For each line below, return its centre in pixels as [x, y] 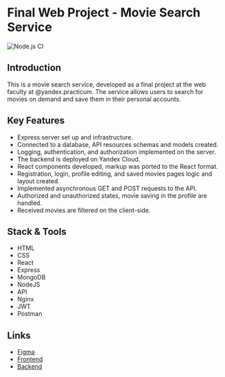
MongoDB [31, 277]
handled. [29, 203]
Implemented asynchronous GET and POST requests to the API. [107, 188]
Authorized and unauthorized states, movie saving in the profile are [112, 195]
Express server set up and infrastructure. [75, 137]
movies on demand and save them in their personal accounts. [94, 99]
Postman [29, 314]
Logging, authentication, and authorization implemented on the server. [116, 152]
